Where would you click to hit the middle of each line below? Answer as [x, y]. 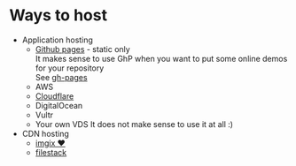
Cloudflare [55, 96]
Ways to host [58, 15]
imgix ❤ [51, 143]
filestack [51, 152]
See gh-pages [61, 77]
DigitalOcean [59, 105]
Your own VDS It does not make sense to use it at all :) [134, 124]
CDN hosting [45, 133]
